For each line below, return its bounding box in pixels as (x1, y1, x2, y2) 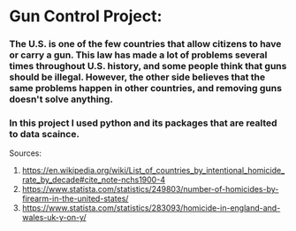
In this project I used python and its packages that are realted (9, 117, 277, 129)
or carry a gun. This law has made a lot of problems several (9, 49, 268, 61)
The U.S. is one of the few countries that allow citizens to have (9, 38, 282, 50)
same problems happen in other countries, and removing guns (9, 82, 283, 95)
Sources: (9, 148, 42, 158)
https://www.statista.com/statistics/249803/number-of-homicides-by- (21, 184, 279, 195)
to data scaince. (9, 128, 80, 141)
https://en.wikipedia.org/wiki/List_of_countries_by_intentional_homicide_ (21, 166, 285, 176)
